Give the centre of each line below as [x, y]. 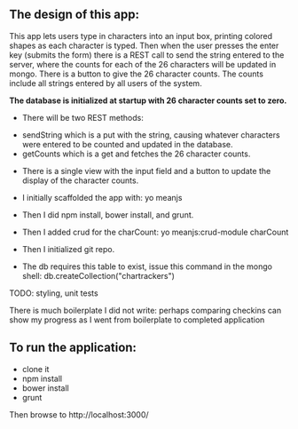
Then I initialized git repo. [68, 249]
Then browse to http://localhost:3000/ [79, 414]
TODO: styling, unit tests [54, 293]
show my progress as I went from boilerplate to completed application [137, 320]
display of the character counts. [80, 180]
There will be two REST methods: [82, 117]
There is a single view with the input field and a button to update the [146, 171]
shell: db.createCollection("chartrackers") [98, 275]
